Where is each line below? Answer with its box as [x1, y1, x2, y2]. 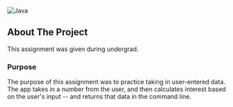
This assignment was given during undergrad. [7, 45, 139, 53]
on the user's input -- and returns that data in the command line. [7, 93, 192, 101]
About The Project [7, 26, 88, 38]
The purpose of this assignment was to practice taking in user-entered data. [7, 78, 226, 86]
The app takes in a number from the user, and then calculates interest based [7, 85, 226, 93]
